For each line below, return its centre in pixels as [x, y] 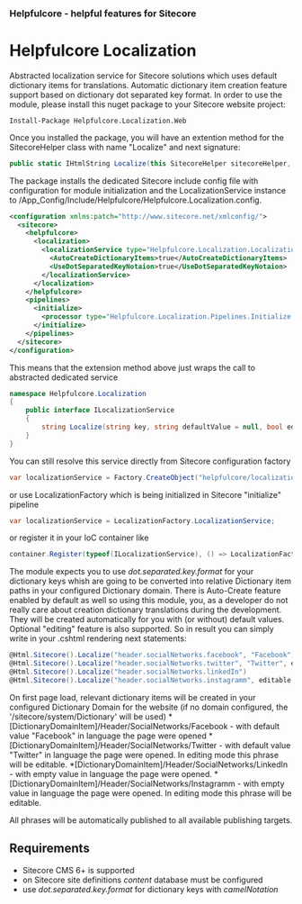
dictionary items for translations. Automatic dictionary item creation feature [148, 85]
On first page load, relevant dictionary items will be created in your [133, 697]
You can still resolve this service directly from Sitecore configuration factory [150, 461]
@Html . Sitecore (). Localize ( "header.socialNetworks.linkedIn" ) [128, 672]
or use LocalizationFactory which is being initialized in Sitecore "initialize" [145, 494]
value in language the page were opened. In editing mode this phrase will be [151, 793]
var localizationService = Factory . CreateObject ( [104, 477]
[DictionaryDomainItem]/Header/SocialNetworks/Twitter [113, 745]
